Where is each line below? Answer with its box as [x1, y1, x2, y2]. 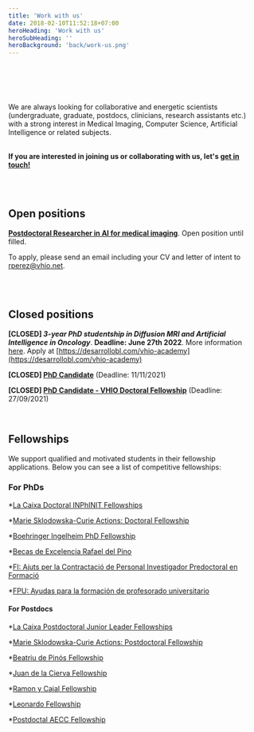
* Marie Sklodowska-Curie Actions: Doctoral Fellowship [8, 516, 190, 525]
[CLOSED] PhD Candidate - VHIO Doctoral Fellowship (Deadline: [8, 385, 223, 395]
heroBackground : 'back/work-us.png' [8, 42, 130, 49]
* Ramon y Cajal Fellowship [8, 684, 97, 693]
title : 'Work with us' [8, 11, 84, 20]
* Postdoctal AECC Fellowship [8, 715, 106, 724]
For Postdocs [8, 604, 53, 614]
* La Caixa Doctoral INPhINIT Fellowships [8, 500, 143, 509]
